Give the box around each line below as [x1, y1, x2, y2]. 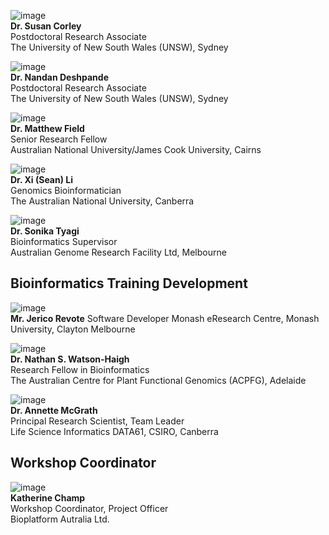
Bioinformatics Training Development [10, 275, 248, 292]
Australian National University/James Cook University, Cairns [10, 144, 262, 155]
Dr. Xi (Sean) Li [10, 174, 74, 185]
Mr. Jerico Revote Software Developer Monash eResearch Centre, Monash [10, 312, 320, 324]
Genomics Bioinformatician [10, 185, 122, 196]
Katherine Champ [10, 491, 86, 504]
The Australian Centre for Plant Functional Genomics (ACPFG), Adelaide [10, 374, 307, 386]
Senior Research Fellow [10, 133, 108, 145]
